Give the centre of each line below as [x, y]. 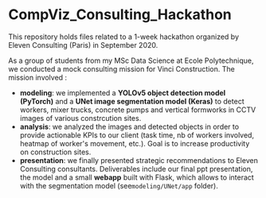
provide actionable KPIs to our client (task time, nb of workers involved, [137, 135]
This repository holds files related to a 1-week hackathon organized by [124, 37]
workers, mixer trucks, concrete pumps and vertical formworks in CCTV [138, 110]
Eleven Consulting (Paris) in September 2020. [83, 45]
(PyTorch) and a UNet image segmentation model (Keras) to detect [132, 101]
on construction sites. [55, 152]
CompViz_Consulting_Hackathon [120, 15]
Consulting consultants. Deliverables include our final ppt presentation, [136, 169]
